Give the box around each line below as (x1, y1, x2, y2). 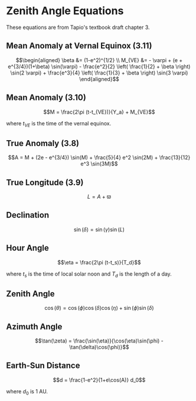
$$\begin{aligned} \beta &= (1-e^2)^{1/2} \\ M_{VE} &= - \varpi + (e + (15, 56, 183, 63)
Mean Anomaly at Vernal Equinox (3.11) (6, 41, 152, 51)
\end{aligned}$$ (79, 75, 120, 82)
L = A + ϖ (87, 193, 111, 200)
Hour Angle (6, 243, 49, 253)
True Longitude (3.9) (6, 177, 84, 187)
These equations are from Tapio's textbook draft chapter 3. (6, 24, 150, 31)
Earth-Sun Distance (6, 361, 80, 371)
